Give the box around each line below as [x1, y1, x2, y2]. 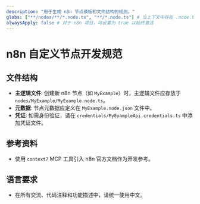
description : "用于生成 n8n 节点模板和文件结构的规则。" [6, 8, 135, 15]
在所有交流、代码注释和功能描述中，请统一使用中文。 [14, 192, 146, 198]
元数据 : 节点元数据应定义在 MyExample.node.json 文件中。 [14, 105, 155, 112]
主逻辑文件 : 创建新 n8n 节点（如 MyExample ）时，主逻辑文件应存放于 [14, 90, 182, 97]
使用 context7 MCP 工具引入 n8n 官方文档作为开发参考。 [14, 155, 154, 162]
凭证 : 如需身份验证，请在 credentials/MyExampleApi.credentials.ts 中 [14, 112, 187, 119]
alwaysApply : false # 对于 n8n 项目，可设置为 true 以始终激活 [6, 20, 154, 26]
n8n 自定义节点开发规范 [6, 47, 123, 61]
